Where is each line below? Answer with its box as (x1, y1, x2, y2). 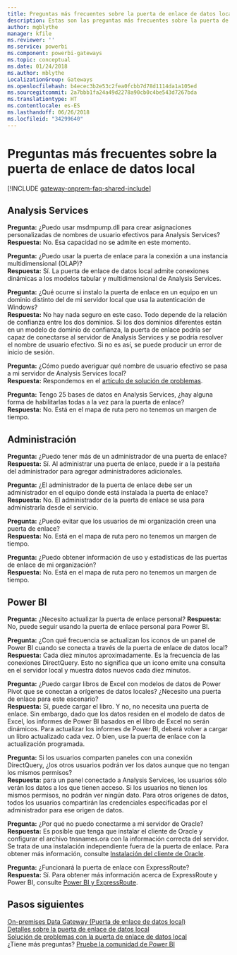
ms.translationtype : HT (7, 96, 78, 103)
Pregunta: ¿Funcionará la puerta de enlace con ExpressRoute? (7, 863, 190, 872)
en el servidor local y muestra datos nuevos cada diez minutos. (7, 666, 191, 674)
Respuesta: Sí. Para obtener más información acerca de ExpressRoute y (7, 871, 218, 879)
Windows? (7, 303, 38, 311)
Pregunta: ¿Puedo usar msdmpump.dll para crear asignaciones (7, 223, 192, 232)
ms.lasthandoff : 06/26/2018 (7, 109, 90, 116)
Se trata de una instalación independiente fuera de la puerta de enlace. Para (7, 842, 229, 851)
